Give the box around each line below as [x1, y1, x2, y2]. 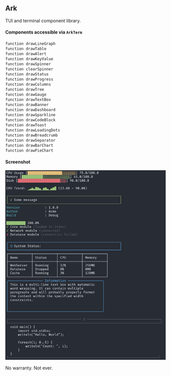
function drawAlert [5, 51, 47, 56]
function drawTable [5, 46, 47, 51]
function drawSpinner [5, 62, 51, 67]
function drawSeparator [5, 138, 56, 143]
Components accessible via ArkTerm [5, 29, 82, 35]
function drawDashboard [5, 107, 56, 112]
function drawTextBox [5, 97, 51, 102]
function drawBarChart [5, 143, 53, 148]
